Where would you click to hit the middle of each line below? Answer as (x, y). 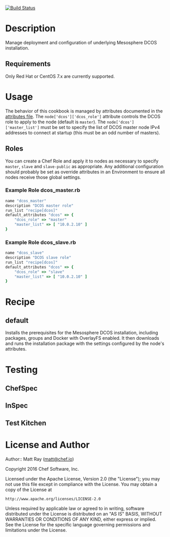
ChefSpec (22, 388)
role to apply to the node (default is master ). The (56, 122)
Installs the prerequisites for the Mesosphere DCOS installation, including (82, 333)
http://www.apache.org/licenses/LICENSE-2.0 (53, 499)
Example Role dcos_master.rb (43, 190)
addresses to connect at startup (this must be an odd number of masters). (83, 132)
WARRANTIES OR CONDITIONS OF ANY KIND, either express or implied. (81, 519)
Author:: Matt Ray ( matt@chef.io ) (40, 459)
